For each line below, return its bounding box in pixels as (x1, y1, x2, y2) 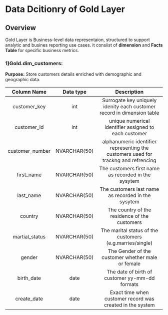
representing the (109, 144, 149, 151)
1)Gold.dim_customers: (5, 60, 63, 67)
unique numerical (109, 118, 150, 125)
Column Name (11, 89, 46, 96)
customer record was (104, 295, 155, 302)
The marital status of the (100, 227, 158, 234)
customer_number (7, 148, 51, 155)
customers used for (106, 151, 152, 158)
